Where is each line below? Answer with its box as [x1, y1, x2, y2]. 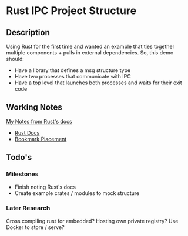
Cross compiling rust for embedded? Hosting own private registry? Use [6, 217, 179, 224]
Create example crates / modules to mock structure [14, 189, 140, 197]
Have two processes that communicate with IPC [14, 73, 131, 80]
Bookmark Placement [14, 135, 67, 142]
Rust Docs [14, 129, 40, 136]
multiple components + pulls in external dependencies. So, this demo [6, 49, 174, 56]
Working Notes [6, 102, 63, 112]
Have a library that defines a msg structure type [14, 67, 131, 74]
